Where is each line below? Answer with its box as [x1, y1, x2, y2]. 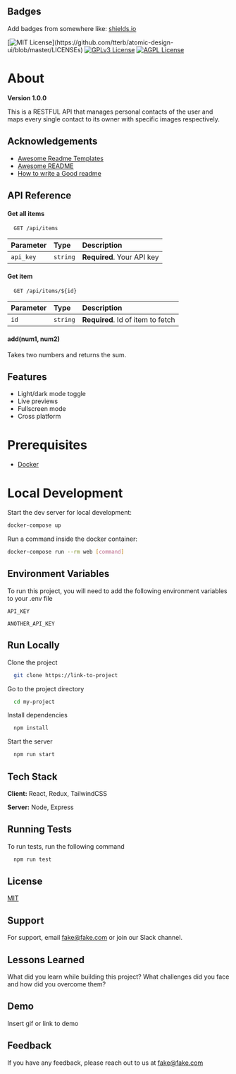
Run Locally [7, 639, 60, 652]
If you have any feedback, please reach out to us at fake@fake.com [7, 1058, 204, 1067]
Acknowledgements [7, 136, 98, 148]
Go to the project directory [7, 684, 85, 693]
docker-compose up [7, 522, 61, 529]
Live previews [17, 397, 58, 405]
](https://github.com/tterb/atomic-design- [51, 38, 174, 47]
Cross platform [17, 412, 61, 421]
